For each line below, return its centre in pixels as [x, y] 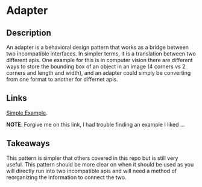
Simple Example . [27, 113]
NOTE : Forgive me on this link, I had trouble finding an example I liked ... [96, 124]
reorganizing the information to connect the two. [66, 177]
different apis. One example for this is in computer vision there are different [99, 60]
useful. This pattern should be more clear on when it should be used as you [100, 164]
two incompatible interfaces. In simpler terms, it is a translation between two [101, 54]
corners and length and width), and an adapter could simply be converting [99, 73]
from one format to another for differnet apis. [62, 79]
